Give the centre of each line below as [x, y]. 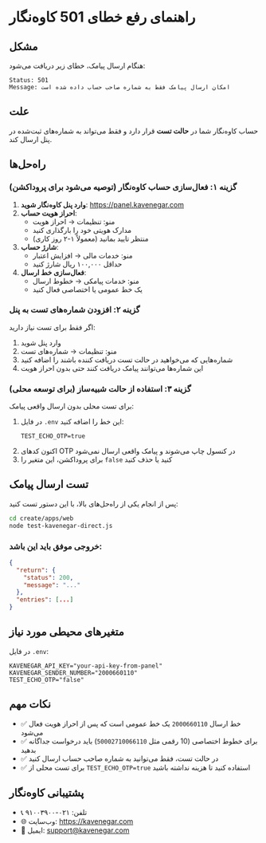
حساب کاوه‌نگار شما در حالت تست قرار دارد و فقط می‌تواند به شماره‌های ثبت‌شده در [133, 131]
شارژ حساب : [39, 246]
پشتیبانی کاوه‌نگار [47, 793]
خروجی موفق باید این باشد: [56, 546]
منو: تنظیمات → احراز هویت [74, 221]
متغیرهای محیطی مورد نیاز [66, 632]
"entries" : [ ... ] [45, 600]
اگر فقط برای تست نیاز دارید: [52, 327]
